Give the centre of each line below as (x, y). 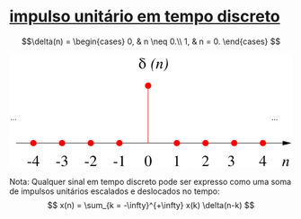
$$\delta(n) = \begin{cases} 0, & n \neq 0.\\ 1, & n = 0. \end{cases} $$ (151, 41)
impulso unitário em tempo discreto (145, 17)
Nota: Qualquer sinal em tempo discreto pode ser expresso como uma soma (150, 181)
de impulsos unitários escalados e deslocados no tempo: (115, 191)
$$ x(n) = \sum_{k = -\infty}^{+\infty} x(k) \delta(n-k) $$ (151, 205)
